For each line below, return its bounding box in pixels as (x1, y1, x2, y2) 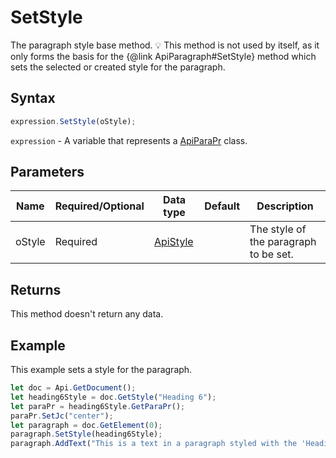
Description (256, 199, 314, 213)
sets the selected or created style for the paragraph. (10, 61, 226, 73)
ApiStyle (153, 235, 194, 249)
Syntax (10, 90, 56, 107)
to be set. (249, 247, 294, 261)
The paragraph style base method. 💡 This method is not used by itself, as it (10, 39, 320, 51)
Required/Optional (54, 199, 145, 213)
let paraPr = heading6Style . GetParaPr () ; (10, 401, 186, 411)
